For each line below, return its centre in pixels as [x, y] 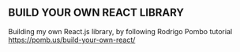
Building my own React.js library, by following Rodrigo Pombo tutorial [120, 31]
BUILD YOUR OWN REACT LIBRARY [96, 13]
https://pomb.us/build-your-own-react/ [72, 40]
